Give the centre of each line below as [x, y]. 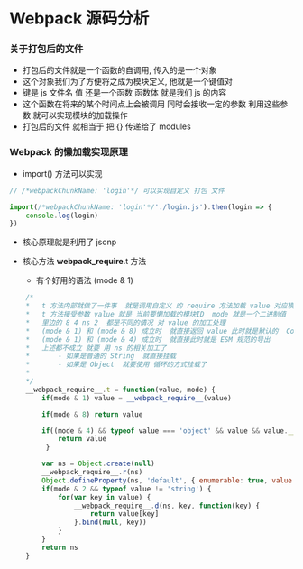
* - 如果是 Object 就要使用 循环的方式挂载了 [116, 365]
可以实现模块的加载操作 [84, 115]
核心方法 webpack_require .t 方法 [84, 262]
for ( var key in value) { [104, 497]
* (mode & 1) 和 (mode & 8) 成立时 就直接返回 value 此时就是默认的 [152, 331]
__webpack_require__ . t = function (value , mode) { [121, 390]
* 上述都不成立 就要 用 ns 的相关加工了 [96, 348]
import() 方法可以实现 [62, 173]
